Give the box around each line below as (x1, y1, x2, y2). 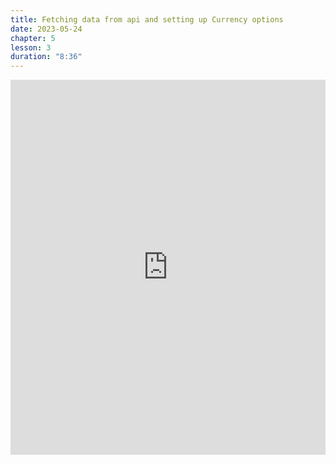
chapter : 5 (10, 33, 56, 43)
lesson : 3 (10, 42, 52, 53)
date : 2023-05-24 (10, 24, 83, 34)
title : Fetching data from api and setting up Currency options (10, 14, 284, 25)
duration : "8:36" (10, 52, 83, 62)
